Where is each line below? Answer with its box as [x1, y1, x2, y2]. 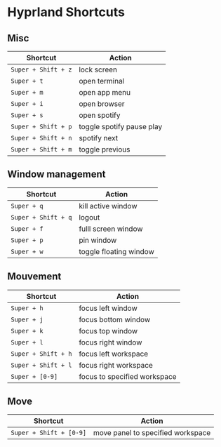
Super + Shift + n [11, 134, 72, 142]
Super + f [11, 225, 43, 232]
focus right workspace [79, 360, 153, 370]
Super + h [11, 304, 43, 312]
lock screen [79, 65, 118, 74]
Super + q [11, 201, 43, 210]
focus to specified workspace [79, 371, 177, 381]
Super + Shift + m [11, 145, 72, 153]
